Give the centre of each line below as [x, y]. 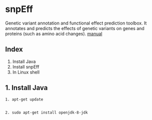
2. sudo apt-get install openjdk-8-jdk [47, 112]
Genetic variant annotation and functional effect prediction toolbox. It [76, 23]
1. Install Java [27, 88]
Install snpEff [26, 66]
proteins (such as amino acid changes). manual [54, 33]
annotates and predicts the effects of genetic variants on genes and [75, 28]
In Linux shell [26, 72]
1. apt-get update [24, 99]
